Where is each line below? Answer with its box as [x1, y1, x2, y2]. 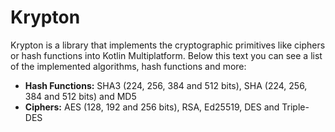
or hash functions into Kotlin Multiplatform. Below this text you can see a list [10, 49, 323, 61]
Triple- [281, 101, 310, 113]
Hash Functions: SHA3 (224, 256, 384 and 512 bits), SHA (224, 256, [24, 79, 308, 91]
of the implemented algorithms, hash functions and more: [10, 60, 247, 72]
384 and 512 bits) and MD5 [24, 90, 137, 102]
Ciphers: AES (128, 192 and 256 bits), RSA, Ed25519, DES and [24, 101, 280, 113]
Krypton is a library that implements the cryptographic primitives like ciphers [10, 39, 326, 51]
